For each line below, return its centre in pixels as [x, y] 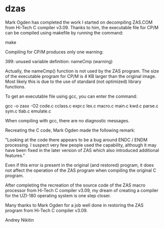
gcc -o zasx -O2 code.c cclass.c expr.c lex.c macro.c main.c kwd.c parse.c [82, 106]
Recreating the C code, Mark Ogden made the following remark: [70, 130]
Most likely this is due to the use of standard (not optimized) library [73, 81]
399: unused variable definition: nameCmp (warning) [59, 61]
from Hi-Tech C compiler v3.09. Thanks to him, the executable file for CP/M [82, 27]
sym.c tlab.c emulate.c [28, 111]
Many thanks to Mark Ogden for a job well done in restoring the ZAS [74, 205]
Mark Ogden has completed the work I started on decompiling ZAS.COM [79, 22]
